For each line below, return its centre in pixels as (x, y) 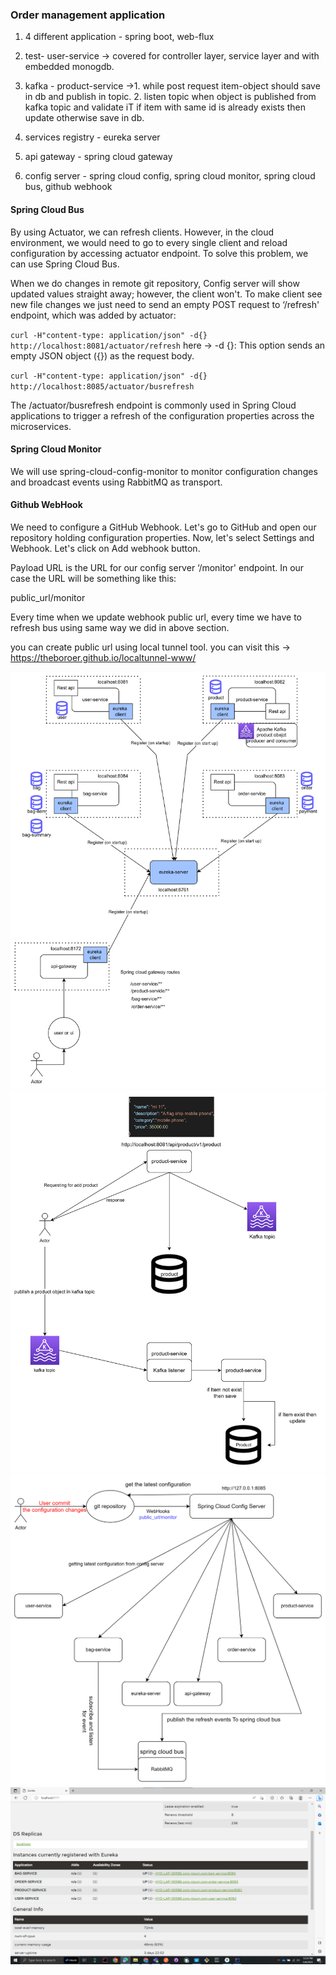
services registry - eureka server (92, 137)
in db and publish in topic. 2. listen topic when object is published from (170, 97)
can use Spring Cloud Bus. (65, 264)
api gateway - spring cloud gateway (98, 157)
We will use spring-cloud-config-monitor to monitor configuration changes (164, 471)
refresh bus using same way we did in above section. (120, 627)
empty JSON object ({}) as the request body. (102, 355)
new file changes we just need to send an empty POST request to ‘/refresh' (165, 304)
